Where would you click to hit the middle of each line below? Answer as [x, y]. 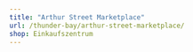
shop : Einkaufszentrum [51, 33]
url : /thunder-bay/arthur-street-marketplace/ [97, 26]
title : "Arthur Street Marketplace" [77, 17]
